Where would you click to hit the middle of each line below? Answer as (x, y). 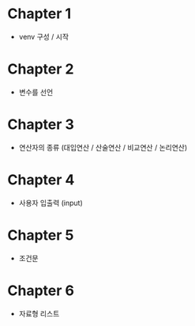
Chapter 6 (41, 290)
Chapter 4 (41, 180)
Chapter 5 (41, 235)
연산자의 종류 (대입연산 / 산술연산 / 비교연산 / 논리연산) (103, 147)
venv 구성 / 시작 (43, 36)
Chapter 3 (41, 125)
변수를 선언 (36, 92)
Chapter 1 (39, 14)
